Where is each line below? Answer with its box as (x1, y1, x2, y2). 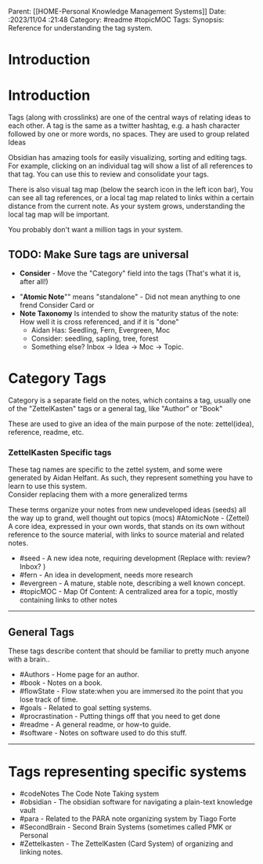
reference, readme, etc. (8, 427, 85, 436)
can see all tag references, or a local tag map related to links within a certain (8, 193, 254, 202)
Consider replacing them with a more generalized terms (8, 490, 188, 499)
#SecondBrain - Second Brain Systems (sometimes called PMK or (19, 822, 232, 831)
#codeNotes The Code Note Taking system (19, 789, 160, 798)
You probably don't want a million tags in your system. (8, 225, 183, 235)
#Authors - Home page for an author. (19, 669, 139, 679)
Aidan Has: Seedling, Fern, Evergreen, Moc (31, 325, 171, 334)
